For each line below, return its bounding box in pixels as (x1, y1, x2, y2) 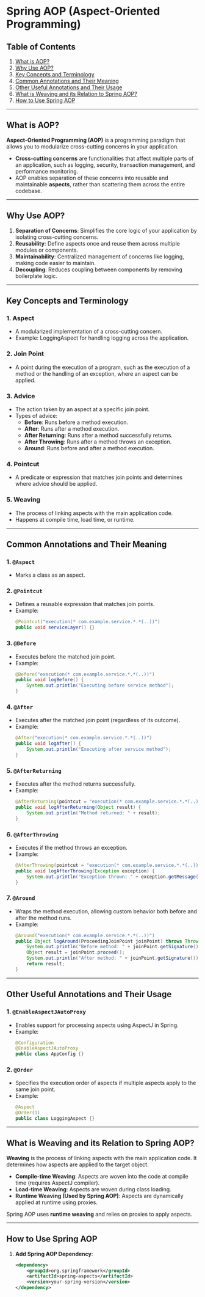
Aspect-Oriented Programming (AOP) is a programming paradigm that (6, 136, 185, 144)
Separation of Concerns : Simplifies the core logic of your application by (15, 227, 197, 234)
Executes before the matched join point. (15, 652, 116, 660)
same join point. (15, 1086, 56, 1093)
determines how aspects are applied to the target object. (6, 1161, 149, 1168)
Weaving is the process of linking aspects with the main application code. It (6, 1154, 197, 1161)
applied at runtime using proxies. (15, 1199, 98, 1206)
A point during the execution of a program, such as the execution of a (15, 364, 190, 371)
